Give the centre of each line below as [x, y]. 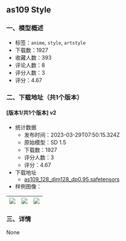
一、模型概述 [25, 28]
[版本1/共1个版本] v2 [31, 113]
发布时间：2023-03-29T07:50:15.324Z [72, 134]
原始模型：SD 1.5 [45, 142]
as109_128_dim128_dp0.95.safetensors [72, 179]
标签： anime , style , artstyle [50, 42]
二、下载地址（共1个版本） [45, 97]
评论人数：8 [30, 65]
